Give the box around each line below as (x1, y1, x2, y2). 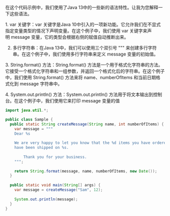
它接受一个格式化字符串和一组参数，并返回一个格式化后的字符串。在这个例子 (5, 68, 165, 74)
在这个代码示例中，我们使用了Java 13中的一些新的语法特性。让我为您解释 (5, 5, 158, 10)
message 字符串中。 (19, 81, 62, 87)
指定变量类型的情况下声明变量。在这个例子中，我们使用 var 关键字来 (5, 28, 148, 34)
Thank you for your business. (23, 154, 87, 159)
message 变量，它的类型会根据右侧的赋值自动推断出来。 (11, 34, 129, 40)
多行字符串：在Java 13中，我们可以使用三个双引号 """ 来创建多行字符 (12, 45, 157, 50)
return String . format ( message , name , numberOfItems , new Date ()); (14, 169, 157, 174)
